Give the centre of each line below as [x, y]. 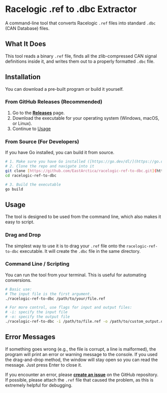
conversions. [18, 280]
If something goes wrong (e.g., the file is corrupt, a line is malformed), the [81, 349]
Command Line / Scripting [37, 264]
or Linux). [22, 123]
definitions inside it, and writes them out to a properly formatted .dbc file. [80, 61]
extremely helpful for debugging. [39, 385]
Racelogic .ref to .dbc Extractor [71, 9]
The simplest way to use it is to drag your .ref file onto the [65, 246]
